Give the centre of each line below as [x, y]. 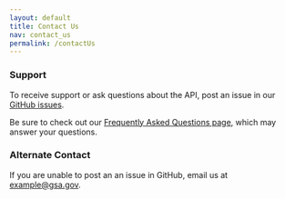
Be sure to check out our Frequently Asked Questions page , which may [143, 122]
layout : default [40, 18]
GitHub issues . [37, 104]
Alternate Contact [50, 155]
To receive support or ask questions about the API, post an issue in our [142, 95]
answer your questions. [54, 132]
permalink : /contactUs [52, 43]
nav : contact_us [40, 35]
